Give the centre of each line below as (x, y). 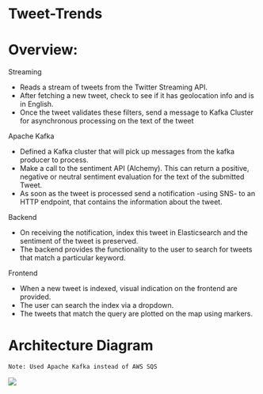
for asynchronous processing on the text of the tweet (107, 121)
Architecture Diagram (81, 346)
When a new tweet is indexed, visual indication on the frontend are (128, 289)
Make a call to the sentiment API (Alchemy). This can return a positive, (134, 169)
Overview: (43, 50)
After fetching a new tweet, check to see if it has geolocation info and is (137, 96)
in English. (36, 104)
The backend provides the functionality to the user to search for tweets (136, 249)
